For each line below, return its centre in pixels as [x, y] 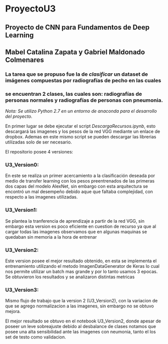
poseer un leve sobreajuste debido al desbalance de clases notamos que [81, 326]
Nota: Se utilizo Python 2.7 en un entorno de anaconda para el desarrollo [81, 111]
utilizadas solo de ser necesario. [39, 142]
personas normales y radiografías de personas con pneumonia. [84, 100]
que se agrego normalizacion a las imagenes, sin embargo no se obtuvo [79, 306]
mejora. [13, 311]
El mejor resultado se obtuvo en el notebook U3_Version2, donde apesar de [83, 321]
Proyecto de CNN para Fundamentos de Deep [77, 27]
